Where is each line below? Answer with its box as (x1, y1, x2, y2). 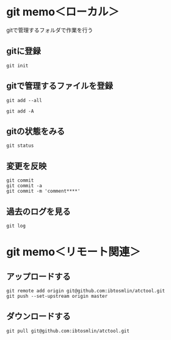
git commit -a (6, 183, 43, 189)
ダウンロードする (6, 311, 71, 322)
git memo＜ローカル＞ (6, 5, 120, 19)
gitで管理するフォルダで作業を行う (6, 26, 93, 34)
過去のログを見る (6, 206, 71, 216)
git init (6, 62, 29, 68)
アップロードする (6, 271, 71, 281)
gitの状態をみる (6, 126, 65, 136)
